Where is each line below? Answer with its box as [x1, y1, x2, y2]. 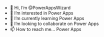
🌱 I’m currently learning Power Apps [9, 15, 84, 21]
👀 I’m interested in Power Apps [9, 10, 73, 16]
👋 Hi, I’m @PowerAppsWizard [9, 5, 71, 10]
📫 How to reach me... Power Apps [9, 26, 81, 32]
